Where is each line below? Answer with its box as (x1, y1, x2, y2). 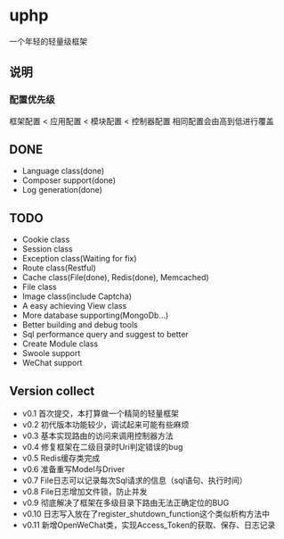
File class (21, 282, 57, 293)
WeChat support (21, 358, 83, 369)
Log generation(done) (21, 185, 102, 195)
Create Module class (21, 338, 99, 349)
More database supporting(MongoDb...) (21, 310, 169, 321)
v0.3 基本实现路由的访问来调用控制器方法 (21, 430, 174, 442)
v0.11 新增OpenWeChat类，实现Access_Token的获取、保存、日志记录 (21, 519, 276, 531)
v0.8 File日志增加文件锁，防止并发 (21, 486, 148, 497)
